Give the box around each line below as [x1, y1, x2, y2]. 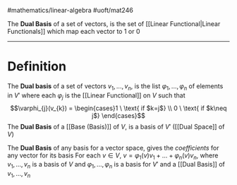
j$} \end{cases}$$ [91, 111, 146, 119]
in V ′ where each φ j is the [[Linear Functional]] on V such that [7, 91, 186, 101]
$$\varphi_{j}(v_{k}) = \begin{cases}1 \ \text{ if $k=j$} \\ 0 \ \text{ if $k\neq [10, 104, 227, 112]
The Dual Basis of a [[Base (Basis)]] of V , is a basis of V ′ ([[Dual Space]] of [7, 122, 225, 131]
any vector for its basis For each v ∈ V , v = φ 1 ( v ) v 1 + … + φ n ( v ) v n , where [7, 151, 219, 161]
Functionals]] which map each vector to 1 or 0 [7, 28, 140, 35]
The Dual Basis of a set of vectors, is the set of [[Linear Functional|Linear [7, 20, 221, 28]
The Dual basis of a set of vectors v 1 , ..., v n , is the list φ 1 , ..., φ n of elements [7, 81, 224, 92]
